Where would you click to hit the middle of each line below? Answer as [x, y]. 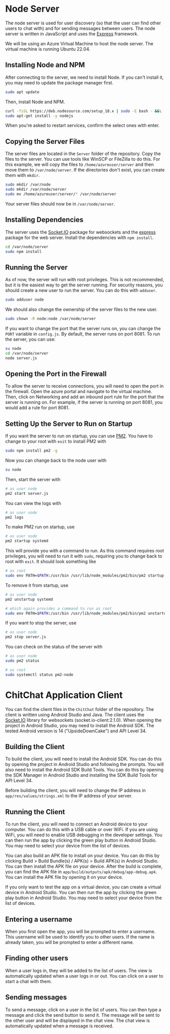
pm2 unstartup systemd [29, 599]
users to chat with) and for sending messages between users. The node [80, 28]
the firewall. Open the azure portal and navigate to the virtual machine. [79, 392]
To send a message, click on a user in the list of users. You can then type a [83, 1010]
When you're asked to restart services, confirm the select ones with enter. [82, 126]
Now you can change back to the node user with [56, 460]
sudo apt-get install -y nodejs [39, 116]
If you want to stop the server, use [41, 623]
